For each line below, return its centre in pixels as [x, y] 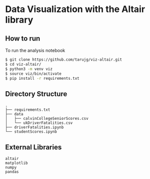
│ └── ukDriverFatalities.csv [39, 123]
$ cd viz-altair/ [23, 64]
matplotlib [17, 163]
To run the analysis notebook [35, 50]
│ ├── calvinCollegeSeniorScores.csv [47, 119]
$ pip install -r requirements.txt [42, 78]
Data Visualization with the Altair [75, 9]
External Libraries [33, 147]
